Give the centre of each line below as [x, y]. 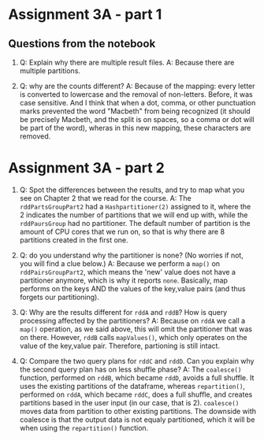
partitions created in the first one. [74, 240]
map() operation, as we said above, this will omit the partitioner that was [136, 329]
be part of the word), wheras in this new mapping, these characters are [135, 128]
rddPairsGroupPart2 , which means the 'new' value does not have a [128, 272]
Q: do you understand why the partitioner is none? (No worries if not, [132, 255]
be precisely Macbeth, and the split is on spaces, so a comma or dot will [137, 119]
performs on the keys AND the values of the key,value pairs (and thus [132, 288]
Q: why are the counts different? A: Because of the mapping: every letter [137, 86]
